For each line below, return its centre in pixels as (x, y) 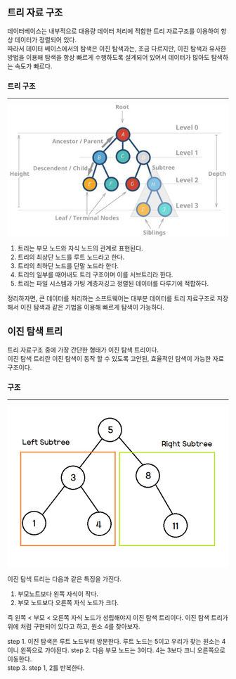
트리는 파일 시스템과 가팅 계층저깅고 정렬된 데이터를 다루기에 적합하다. (113, 284)
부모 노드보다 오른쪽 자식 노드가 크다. (68, 603)
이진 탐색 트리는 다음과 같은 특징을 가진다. (64, 579)
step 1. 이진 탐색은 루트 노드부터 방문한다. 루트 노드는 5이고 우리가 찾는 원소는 (114, 642)
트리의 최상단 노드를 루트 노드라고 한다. (71, 257)
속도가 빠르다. (33, 66)
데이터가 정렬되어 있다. (46, 39)
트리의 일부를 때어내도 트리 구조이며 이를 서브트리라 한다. (95, 275)
